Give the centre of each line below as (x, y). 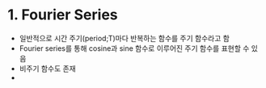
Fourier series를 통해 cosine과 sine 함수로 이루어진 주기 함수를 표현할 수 (134, 48)
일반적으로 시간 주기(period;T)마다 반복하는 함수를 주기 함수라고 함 (124, 38)
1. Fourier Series (63, 15)
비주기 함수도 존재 (47, 68)
